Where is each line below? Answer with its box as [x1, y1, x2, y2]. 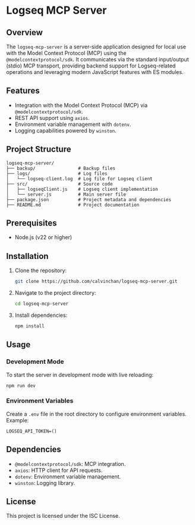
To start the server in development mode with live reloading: [6, 371, 153, 378]
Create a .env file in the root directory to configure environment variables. [6, 410, 187, 418]
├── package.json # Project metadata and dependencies [6, 196, 171, 203]
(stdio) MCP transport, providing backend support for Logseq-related [6, 62, 176, 69]
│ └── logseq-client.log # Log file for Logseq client [6, 175, 153, 182]
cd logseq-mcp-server [14, 301, 68, 307]
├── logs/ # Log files [6, 171, 108, 177]
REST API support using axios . [14, 114, 90, 121]
